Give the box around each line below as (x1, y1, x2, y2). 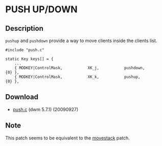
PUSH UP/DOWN (5, 4, 78, 15)
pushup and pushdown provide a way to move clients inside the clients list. (5, 37, 157, 44)
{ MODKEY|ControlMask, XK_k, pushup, (14, 74, 141, 79)
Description (5, 24, 43, 33)
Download (5, 93, 38, 101)
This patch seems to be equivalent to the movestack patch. (5, 135, 130, 141)
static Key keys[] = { (5, 56, 54, 61)
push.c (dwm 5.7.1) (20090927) (12, 106, 79, 112)
